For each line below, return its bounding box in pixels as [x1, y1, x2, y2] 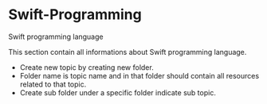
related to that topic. [19, 79, 87, 89]
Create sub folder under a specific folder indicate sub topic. [19, 87, 217, 97]
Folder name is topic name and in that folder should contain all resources [19, 71, 260, 80]
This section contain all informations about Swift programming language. [8, 47, 247, 56]
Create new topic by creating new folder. [19, 62, 154, 72]
